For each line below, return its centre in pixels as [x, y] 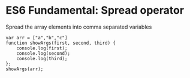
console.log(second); [43, 53]
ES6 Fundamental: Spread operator [95, 10]
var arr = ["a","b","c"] [37, 38]
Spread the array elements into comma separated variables [79, 27]
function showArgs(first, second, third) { [61, 43]
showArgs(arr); [25, 69]
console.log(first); [42, 48]
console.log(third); [42, 58]
